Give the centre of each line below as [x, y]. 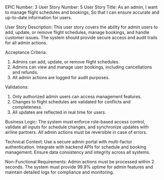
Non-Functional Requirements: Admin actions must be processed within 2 [80, 162]
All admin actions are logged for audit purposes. [61, 77]
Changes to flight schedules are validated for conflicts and [71, 102]
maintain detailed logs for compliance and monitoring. [60, 172]
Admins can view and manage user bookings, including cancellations [82, 67]
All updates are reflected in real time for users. [59, 112]
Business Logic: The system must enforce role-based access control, [75, 122]
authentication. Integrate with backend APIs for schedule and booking [76, 147]
